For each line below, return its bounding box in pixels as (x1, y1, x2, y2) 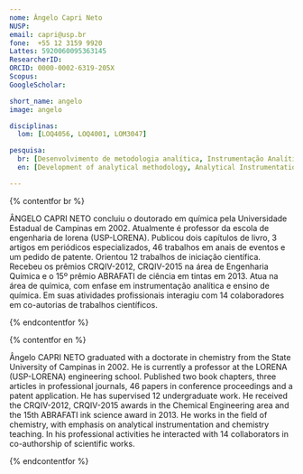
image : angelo (9, 105, 63, 114)
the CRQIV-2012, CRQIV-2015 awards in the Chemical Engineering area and (9, 399, 289, 411)
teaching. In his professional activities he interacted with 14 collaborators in (9, 428, 289, 439)
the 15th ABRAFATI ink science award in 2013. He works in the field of (9, 409, 268, 420)
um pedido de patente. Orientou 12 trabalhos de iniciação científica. (9, 251, 262, 262)
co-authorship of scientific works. (9, 438, 135, 449)
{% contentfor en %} (9, 334, 87, 345)
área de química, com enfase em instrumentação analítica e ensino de (9, 280, 271, 291)
